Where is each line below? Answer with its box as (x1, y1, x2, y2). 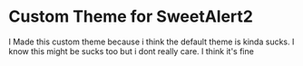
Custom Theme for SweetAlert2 (8, 6, 253, 27)
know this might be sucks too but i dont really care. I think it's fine (8, 45, 255, 56)
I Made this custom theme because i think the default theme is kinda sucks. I (8, 36, 295, 47)
